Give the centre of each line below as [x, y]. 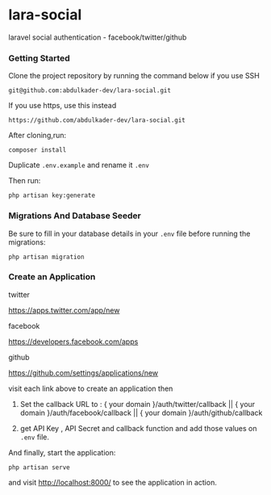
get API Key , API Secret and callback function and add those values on [138, 428]
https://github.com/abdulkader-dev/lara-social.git [97, 120]
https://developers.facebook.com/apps [73, 342]
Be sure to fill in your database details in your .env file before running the [129, 233]
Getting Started [39, 58]
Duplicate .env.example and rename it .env [79, 165]
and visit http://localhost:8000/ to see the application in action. [113, 482]
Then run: [25, 181]
